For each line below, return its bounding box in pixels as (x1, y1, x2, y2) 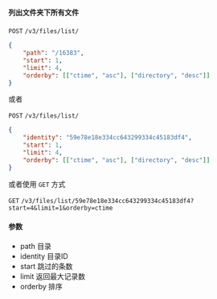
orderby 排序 (19, 281, 63, 291)
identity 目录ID (19, 251, 68, 261)
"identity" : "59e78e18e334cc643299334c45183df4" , (23, 134, 193, 142)
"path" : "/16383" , (23, 49, 84, 57)
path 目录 (19, 241, 52, 251)
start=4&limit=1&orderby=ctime (8, 204, 113, 212)
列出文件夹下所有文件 (8, 7, 79, 17)
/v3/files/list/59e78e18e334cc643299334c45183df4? (21, 197, 194, 205)
